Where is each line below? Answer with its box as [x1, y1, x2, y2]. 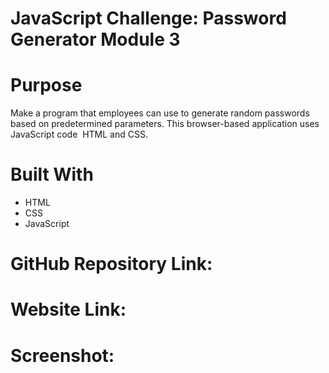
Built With [10, 163, 94, 186]
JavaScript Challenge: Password [10, 7, 287, 30]
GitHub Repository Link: [10, 253, 213, 276]
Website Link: [10, 298, 127, 321]
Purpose [10, 74, 83, 97]
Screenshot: [10, 344, 115, 367]
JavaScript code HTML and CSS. [10, 128, 148, 141]
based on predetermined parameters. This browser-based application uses [10, 118, 320, 130]
